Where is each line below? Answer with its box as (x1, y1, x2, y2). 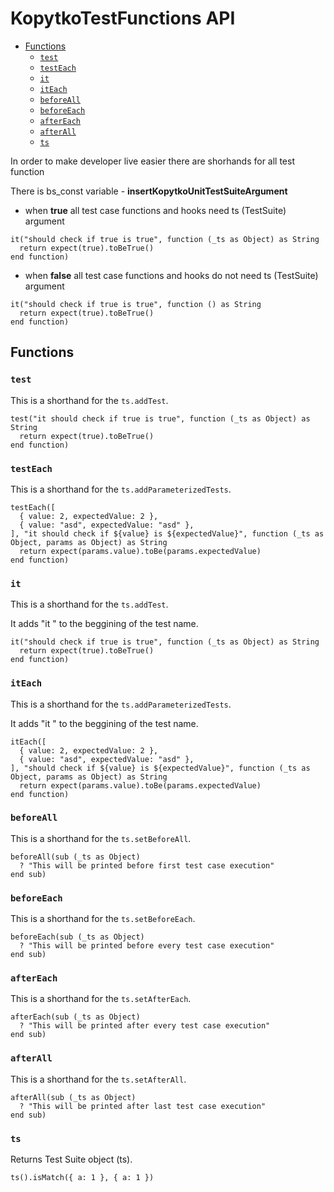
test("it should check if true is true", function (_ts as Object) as (10, 413, 311, 424)
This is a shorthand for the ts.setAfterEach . (10, 993, 192, 1005)
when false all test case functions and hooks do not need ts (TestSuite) (24, 269, 319, 281)
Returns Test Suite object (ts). (10, 1153, 133, 1165)
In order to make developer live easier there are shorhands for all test (10, 155, 295, 167)
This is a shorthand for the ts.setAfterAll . (10, 1073, 187, 1085)
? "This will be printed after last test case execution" (19, 1101, 267, 1111)
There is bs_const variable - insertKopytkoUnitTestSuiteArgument (10, 185, 288, 197)
